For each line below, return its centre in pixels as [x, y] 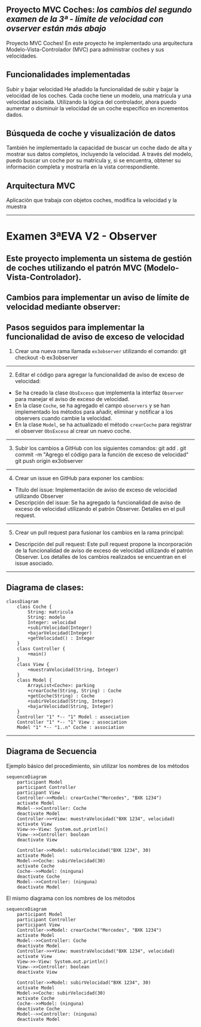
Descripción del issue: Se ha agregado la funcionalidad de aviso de [98, 502]
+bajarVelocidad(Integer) [60, 633]
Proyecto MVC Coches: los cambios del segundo [99, 10]
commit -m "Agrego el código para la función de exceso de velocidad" [102, 454]
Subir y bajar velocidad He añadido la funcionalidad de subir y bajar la [92, 89]
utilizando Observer [39, 496]
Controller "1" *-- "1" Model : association [73, 717]
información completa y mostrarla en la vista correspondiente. [83, 167]
